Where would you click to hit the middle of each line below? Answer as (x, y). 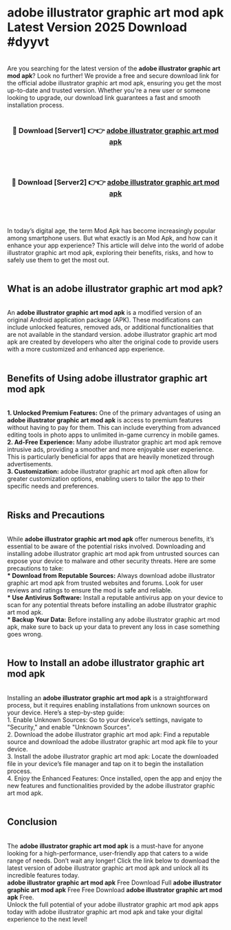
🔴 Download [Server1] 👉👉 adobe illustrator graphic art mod (115, 130)
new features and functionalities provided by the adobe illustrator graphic (111, 785)
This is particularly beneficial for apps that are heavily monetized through (111, 457)
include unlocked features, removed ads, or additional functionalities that (110, 327)
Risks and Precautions (56, 515)
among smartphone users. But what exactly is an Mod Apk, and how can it (112, 238)
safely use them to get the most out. (58, 260)
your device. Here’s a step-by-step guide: (66, 712)
